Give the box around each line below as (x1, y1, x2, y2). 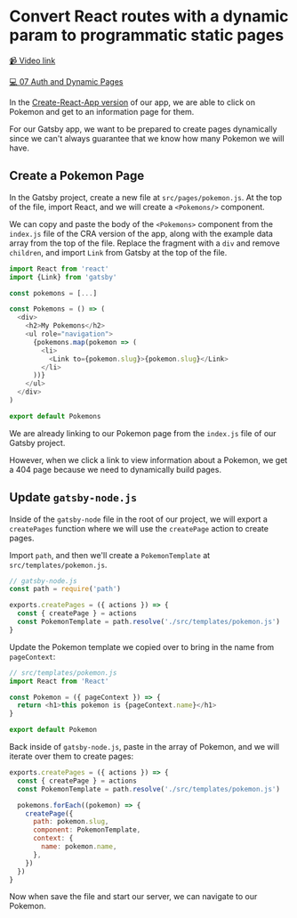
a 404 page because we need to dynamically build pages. (9, 464, 222, 475)
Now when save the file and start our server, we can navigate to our (9, 891, 258, 902)
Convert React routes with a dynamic (9, 6, 289, 27)
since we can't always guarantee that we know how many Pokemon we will (9, 133, 285, 143)
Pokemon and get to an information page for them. (9, 106, 195, 117)
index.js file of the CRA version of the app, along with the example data (9, 228, 274, 239)
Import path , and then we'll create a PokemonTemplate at (9, 549, 211, 560)
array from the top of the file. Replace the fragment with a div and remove (9, 238, 280, 248)
